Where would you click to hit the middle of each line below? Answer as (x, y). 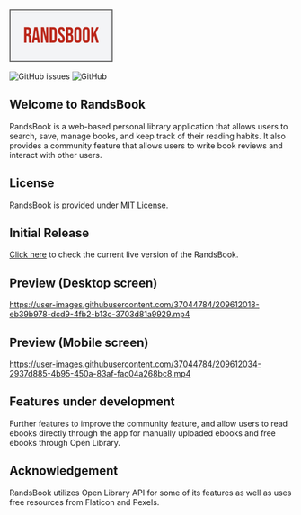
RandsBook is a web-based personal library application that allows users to (149, 126)
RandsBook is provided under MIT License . (89, 205)
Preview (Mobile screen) (79, 342)
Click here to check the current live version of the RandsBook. (124, 254)
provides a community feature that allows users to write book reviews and (146, 145)
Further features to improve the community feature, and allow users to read (149, 423)
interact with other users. (56, 155)
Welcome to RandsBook (77, 105)
